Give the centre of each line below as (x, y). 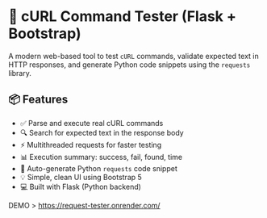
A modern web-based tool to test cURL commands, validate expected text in (134, 56)
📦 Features (38, 100)
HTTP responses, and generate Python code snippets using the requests (129, 65)
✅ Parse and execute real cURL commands (92, 123)
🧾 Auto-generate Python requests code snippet (98, 168)
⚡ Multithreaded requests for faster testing (91, 145)
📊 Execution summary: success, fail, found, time (101, 157)
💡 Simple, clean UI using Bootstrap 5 (81, 177)
